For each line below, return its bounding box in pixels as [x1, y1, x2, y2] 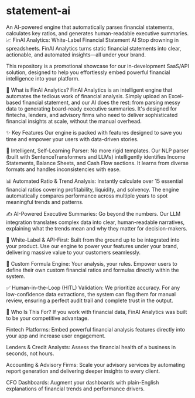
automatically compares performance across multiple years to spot [6, 192, 168, 199]
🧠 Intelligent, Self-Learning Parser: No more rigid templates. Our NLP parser [6, 147, 189, 154]
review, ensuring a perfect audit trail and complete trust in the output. [6, 297, 173, 304]
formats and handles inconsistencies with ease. [6, 166, 121, 173]
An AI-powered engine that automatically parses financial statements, [6, 24, 175, 31]
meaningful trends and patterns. [6, 198, 84, 205]
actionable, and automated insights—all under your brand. [6, 51, 146, 58]
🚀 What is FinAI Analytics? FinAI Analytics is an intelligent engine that [6, 86, 173, 93]
